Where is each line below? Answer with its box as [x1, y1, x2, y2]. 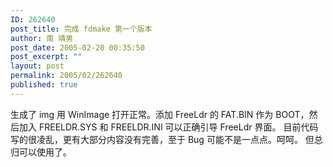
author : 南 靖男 [10, 33, 74, 43]
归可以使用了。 [10, 146, 72, 158]
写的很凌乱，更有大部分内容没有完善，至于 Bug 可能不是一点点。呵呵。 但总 [10, 133, 323, 145]
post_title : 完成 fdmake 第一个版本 [10, 24, 153, 34]
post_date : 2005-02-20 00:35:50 [10, 42, 145, 53]
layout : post [10, 61, 65, 71]
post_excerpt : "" [10, 52, 83, 62]
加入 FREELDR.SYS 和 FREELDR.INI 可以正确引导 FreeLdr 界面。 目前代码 [18, 121, 319, 133]
